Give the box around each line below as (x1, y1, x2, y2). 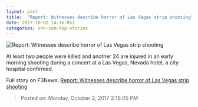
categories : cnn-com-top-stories (6, 25, 88, 31)
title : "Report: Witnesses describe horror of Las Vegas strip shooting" (6, 14, 194, 20)
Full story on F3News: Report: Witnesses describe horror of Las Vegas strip (6, 77, 190, 84)
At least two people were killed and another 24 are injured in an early (6, 53, 174, 60)
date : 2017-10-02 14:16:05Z (6, 20, 75, 25)
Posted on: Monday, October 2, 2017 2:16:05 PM (20, 95, 138, 102)
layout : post (6, 8, 38, 15)
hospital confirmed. (6, 66, 54, 73)
